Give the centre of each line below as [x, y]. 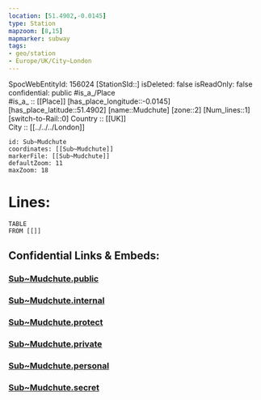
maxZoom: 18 [28, 170]
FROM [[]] [25, 231]
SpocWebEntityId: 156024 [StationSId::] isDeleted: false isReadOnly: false [130, 84]
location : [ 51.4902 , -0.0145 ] [57, 16]
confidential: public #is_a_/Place [62, 92]
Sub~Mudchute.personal [59, 365]
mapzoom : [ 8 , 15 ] [36, 31]
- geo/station [32, 53]
